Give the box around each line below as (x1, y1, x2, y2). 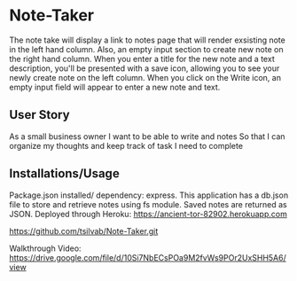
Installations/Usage (9, 166, 120, 182)
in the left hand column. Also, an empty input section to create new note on (9, 43, 284, 54)
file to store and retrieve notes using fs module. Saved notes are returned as (9, 199, 287, 209)
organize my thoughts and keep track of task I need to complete (9, 140, 244, 151)
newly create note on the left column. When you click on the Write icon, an (9, 72, 282, 82)
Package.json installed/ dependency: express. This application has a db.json (9, 190, 289, 200)
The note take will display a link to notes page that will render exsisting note (9, 35, 285, 45)
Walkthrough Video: (9, 243, 82, 254)
